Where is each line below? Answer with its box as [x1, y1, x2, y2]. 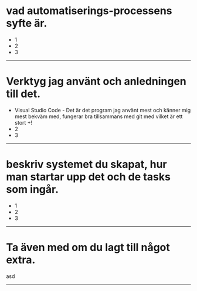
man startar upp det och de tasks [6, 170, 171, 183]
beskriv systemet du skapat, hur [6, 158, 167, 171]
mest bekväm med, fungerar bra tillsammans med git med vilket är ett [14, 113, 183, 120]
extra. [6, 253, 36, 266]
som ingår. [6, 183, 59, 196]
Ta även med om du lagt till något [6, 241, 170, 254]
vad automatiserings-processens [6, 4, 172, 18]
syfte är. [6, 16, 47, 30]
